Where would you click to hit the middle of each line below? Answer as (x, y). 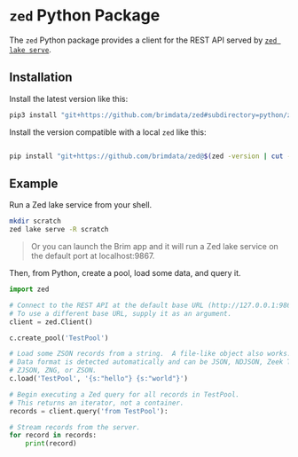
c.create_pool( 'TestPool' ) (59, 338)
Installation (41, 78)
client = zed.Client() (51, 322)
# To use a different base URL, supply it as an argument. (121, 313)
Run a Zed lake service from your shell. (81, 205)
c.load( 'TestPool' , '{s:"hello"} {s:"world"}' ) (99, 379)
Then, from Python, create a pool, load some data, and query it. (125, 273)
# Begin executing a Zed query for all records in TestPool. (125, 394)
